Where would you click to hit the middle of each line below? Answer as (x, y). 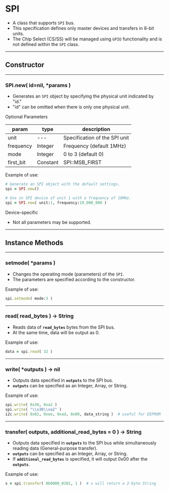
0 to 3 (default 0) (84, 154)
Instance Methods (34, 242)
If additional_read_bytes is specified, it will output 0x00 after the (80, 459)
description (96, 129)
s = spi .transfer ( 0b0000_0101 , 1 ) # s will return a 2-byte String (81, 483)
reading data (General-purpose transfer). (55, 448)
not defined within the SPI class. (46, 44)
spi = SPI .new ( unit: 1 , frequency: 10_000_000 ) (56, 203)
